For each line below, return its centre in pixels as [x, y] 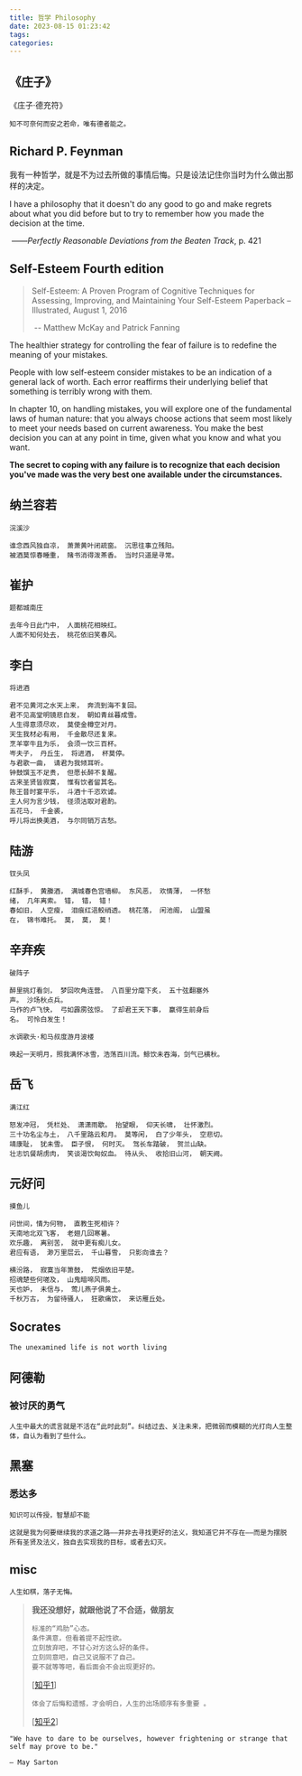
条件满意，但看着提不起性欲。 [78, 1639]
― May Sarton [34, 1762]
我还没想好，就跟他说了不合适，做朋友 [102, 1610]
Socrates [35, 1327]
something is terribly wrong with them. [81, 391]
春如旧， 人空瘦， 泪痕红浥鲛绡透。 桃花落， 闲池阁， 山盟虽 [110, 910]
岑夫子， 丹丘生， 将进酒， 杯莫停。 [69, 754]
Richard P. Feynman [66, 151]
